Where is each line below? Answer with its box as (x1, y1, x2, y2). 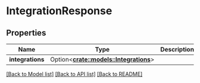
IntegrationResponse (6, 4, 112, 18)
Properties (6, 28, 46, 38)
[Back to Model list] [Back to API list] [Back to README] (6, 71, 143, 78)
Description (160, 46, 195, 53)
